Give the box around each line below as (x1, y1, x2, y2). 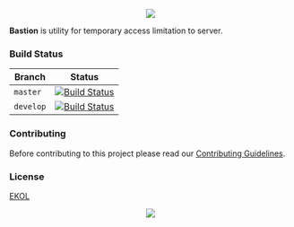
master (13, 87, 42, 98)
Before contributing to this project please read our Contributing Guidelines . (9, 148, 286, 159)
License (9, 170, 45, 183)
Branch (13, 71, 47, 83)
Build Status (9, 48, 64, 60)
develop (13, 101, 47, 112)
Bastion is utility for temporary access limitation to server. (9, 25, 223, 36)
